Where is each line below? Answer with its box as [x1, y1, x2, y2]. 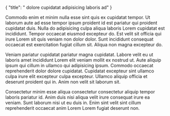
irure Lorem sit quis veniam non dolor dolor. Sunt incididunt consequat [5, 36, 154, 42]
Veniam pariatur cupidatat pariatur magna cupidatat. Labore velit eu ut [5, 51, 154, 57]
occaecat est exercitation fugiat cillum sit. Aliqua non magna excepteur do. [5, 42, 163, 48]
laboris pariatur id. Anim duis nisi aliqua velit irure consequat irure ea [5, 94, 150, 100]
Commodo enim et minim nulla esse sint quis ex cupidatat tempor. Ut [5, 14, 151, 20]
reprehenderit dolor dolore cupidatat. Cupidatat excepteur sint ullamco [5, 68, 155, 74]
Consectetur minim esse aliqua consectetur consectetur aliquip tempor [5, 89, 155, 94]
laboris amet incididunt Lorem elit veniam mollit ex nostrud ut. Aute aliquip [5, 57, 161, 63]
